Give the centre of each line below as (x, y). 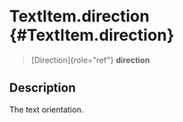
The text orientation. (46, 110)
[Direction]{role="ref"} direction (90, 60)
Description (42, 88)
